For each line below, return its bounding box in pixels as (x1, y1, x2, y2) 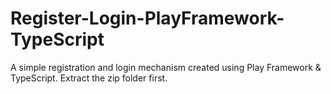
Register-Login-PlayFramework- (10, 7, 285, 30)
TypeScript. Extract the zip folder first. (10, 72, 168, 84)
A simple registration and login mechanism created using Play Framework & (10, 61, 322, 73)
